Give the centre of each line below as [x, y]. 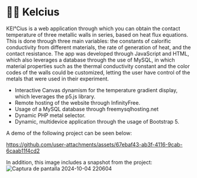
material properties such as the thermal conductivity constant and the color [98, 66]
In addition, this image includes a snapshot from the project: [79, 162]
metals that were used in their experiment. [58, 79]
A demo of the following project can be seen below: [69, 133]
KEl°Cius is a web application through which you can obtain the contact [93, 28]
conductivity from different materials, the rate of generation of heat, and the [98, 47]
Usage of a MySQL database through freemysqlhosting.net [86, 109]
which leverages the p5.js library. [55, 96]
